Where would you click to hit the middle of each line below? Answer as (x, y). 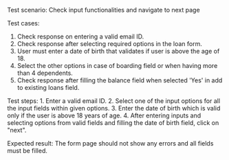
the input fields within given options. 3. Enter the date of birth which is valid (114, 108)
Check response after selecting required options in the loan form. (110, 44)
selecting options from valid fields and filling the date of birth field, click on (113, 123)
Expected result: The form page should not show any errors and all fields (110, 143)
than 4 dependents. (45, 73)
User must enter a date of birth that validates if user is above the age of (118, 51)
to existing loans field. (48, 88)
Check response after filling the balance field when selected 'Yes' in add (120, 80)
